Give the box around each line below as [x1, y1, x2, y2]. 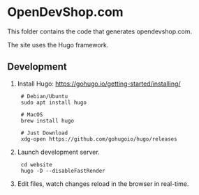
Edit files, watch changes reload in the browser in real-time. [17, 179, 189, 188]
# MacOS [20, 111, 43, 118]
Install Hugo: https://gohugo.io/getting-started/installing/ [17, 79, 181, 88]
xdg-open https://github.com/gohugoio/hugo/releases [20, 135, 177, 143]
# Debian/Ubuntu [20, 93, 68, 100]
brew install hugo [20, 117, 75, 124]
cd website [20, 161, 52, 168]
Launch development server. [17, 148, 100, 156]
